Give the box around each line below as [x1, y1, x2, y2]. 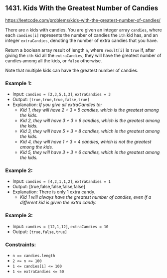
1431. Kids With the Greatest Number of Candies [5, 4, 159, 12]
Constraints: [5, 241, 36, 248]
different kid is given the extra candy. [19, 199, 97, 206]
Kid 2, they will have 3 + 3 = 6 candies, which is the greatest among [19, 118, 161, 124]
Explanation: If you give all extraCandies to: [12, 102, 102, 108]
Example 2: [5, 167, 33, 174]
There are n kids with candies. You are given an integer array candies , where [5, 27, 162, 33]
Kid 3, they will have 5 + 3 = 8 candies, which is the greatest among [19, 128, 160, 134]
